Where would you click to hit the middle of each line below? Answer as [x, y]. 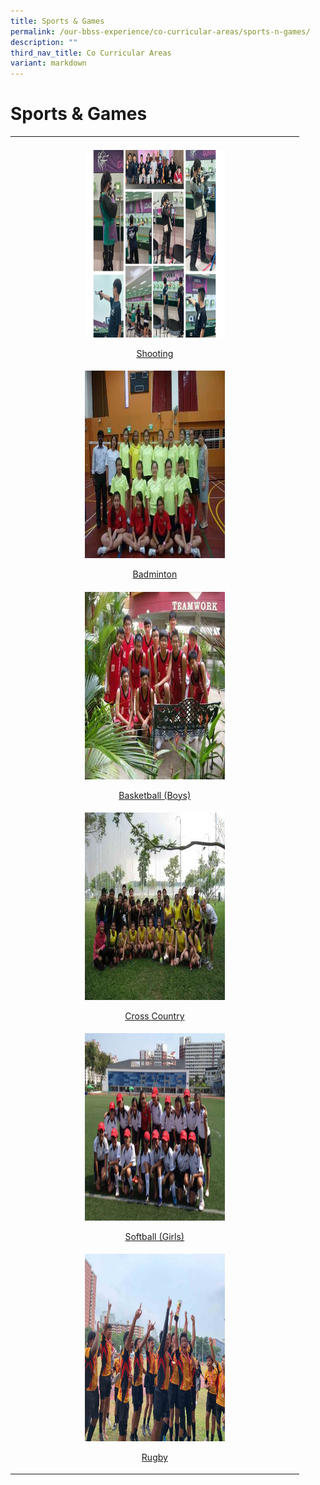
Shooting [155, 354]
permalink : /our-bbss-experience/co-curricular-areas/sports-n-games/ [160, 31]
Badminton [155, 574]
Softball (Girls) [154, 1237]
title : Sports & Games [57, 21]
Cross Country [154, 1016]
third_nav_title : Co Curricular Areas [91, 53]
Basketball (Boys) [155, 795]
